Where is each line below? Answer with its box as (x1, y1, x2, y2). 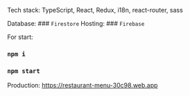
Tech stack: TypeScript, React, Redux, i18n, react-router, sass (7, 6, 184, 14)
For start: (7, 33, 33, 41)
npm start (7, 67, 40, 75)
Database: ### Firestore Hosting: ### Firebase (7, 19, 145, 27)
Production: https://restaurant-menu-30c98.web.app (7, 81, 158, 90)
